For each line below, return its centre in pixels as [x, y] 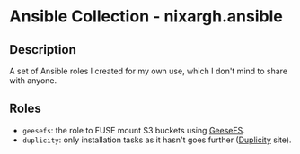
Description [43, 50]
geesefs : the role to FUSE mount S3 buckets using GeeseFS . [133, 130]
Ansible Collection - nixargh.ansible [146, 17]
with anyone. [33, 81]
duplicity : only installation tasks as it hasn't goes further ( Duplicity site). [157, 140]
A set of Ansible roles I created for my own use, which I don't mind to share [149, 71]
